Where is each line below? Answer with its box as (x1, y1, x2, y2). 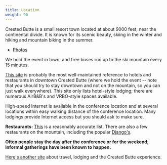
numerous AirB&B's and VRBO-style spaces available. (5, 93, 118, 99)
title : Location (5, 7, 39, 13)
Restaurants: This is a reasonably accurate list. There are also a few (5, 123, 148, 130)
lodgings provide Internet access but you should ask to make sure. (5, 113, 144, 119)
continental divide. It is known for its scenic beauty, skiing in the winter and (5, 31, 162, 37)
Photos (12, 47, 28, 53)
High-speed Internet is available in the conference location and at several (5, 103, 158, 109)
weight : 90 (5, 12, 28, 17)
